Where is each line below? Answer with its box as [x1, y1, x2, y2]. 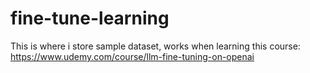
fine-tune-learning [10, 7, 170, 30]
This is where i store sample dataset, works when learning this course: [10, 40, 301, 52]
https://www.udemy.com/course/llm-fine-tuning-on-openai [10, 50, 255, 62]
